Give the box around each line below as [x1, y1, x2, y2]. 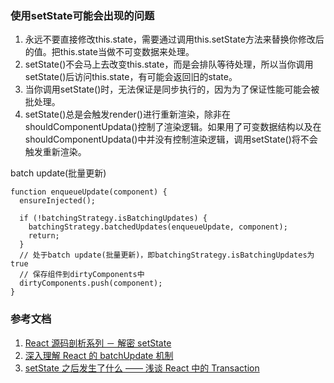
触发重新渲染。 [24, 146, 87, 158]
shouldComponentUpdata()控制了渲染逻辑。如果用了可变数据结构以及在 [24, 121, 322, 133]
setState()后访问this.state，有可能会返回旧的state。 [24, 71, 238, 83]
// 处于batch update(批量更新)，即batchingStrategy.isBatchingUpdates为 [19, 250, 315, 261]
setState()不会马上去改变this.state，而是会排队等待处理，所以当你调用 [24, 58, 314, 71]
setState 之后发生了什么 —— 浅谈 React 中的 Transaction [24, 362, 260, 374]
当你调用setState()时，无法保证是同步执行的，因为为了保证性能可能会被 [24, 83, 320, 96]
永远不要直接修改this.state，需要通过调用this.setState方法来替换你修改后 [24, 33, 325, 46]
